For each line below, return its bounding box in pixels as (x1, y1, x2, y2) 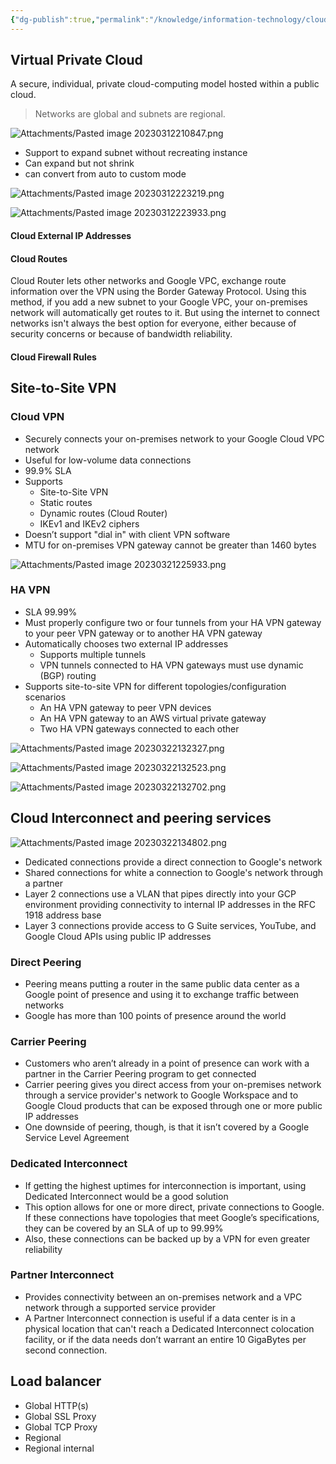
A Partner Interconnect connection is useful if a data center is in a (24, 1312, 296, 1324)
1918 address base (24, 909, 102, 921)
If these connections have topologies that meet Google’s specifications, (24, 1211, 320, 1223)
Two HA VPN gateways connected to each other (39, 722, 240, 735)
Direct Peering (10, 955, 82, 969)
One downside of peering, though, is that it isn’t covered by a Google (24, 1121, 310, 1133)
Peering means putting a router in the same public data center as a (24, 977, 300, 990)
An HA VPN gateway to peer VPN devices (39, 701, 212, 713)
